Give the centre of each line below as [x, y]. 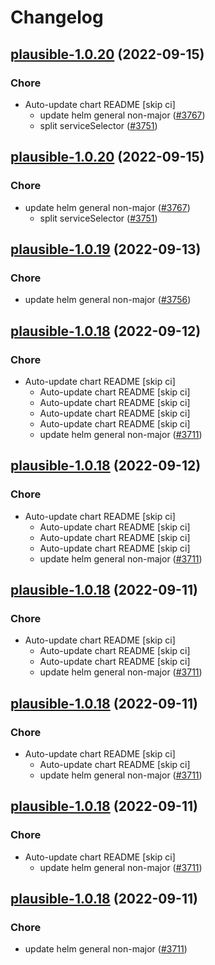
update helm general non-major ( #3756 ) [108, 300]
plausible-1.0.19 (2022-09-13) [106, 249]
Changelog [57, 17]
